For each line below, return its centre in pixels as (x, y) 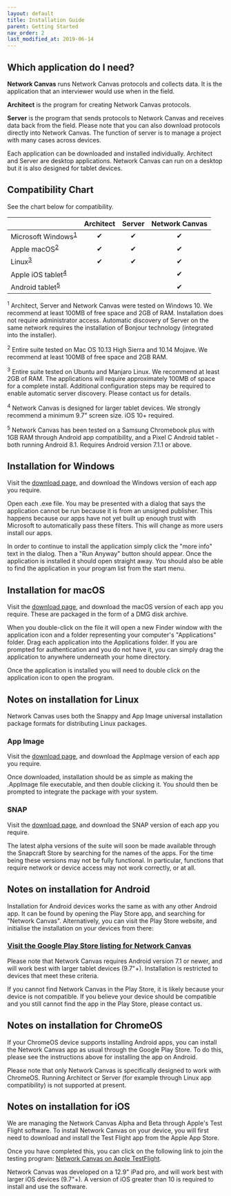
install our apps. (30, 533)
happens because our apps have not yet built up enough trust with (102, 518)
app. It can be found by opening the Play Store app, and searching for (106, 913)
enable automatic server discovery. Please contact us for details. (99, 393)
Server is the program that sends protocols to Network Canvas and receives (115, 118)
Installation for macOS (56, 590)
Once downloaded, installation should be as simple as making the (100, 777)
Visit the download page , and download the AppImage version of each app (113, 756)
